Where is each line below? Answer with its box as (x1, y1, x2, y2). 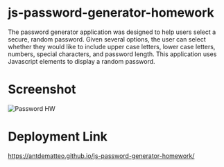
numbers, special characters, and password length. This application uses (8, 50, 217, 58)
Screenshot (8, 82, 76, 98)
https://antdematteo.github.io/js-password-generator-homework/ (8, 151, 195, 160)
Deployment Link (8, 129, 108, 145)
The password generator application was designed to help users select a (8, 28, 216, 36)
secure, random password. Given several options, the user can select (8, 35, 207, 43)
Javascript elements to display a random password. (8, 57, 155, 65)
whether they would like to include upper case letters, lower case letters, (8, 42, 216, 51)
